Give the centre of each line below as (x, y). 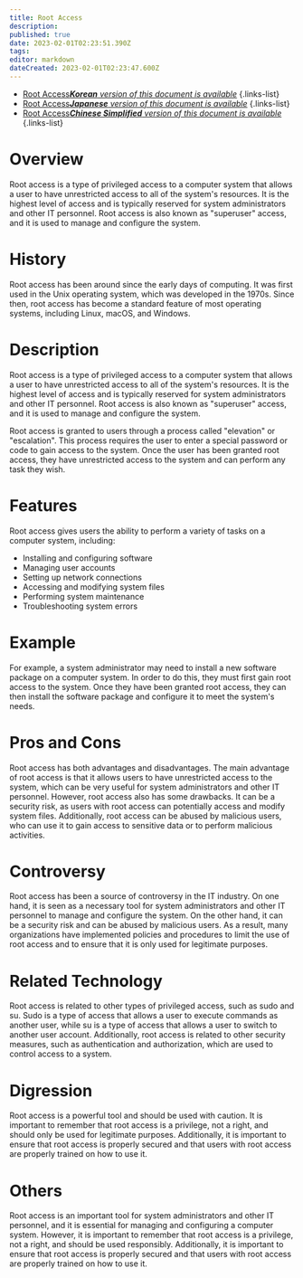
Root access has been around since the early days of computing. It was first (151, 284)
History (38, 260)
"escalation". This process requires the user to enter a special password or (148, 440)
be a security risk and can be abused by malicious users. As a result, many (149, 925)
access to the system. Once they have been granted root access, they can (148, 686)
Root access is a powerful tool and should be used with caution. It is (136, 1116)
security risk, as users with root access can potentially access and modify (147, 806)
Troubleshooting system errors (80, 606)
